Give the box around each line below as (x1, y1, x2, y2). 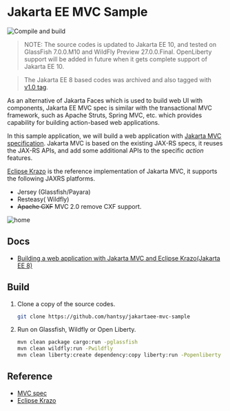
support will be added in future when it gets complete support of (23, 54, 208, 63)
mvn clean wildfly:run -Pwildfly (17, 345, 114, 352)
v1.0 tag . (23, 83, 48, 91)
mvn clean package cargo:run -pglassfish (17, 339, 138, 345)
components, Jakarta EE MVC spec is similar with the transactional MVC (7, 103, 212, 112)
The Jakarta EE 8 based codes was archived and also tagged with (23, 75, 212, 83)
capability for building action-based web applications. (7, 118, 160, 126)
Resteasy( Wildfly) (17, 194, 70, 203)
